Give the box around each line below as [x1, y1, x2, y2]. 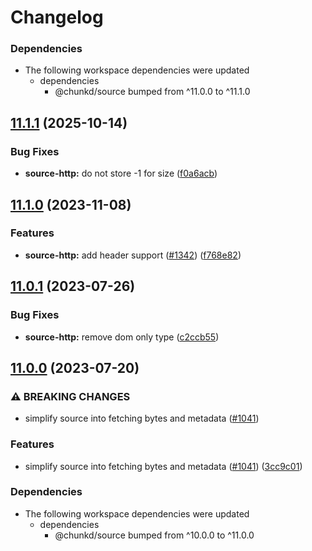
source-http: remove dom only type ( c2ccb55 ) [24, 331, 220, 343]
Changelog [10, 6, 104, 29]
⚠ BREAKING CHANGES [10, 389, 131, 403]
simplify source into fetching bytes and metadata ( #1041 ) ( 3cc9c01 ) [24, 460, 303, 472]
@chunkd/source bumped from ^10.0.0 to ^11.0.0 [54, 529, 255, 541]
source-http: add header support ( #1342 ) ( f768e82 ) [24, 249, 242, 261]
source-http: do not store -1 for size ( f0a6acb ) [24, 167, 218, 180]
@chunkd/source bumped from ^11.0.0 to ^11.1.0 [54, 86, 251, 98]
